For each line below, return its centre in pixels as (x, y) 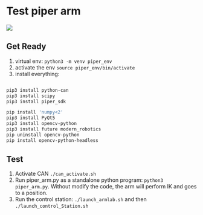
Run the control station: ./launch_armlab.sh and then (81, 199)
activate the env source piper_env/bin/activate (75, 67)
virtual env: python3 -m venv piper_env (63, 61)
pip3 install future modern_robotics (54, 129)
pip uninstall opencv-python (43, 135)
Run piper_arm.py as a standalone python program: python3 (89, 180)
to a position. (31, 193)
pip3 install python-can (37, 90)
